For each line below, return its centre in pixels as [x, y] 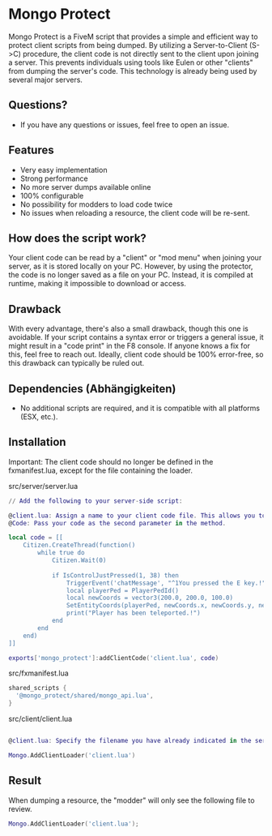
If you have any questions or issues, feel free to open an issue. [124, 124]
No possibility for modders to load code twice [96, 204]
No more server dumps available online [85, 186]
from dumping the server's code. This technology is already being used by [133, 71]
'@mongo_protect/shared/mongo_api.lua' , [85, 696]
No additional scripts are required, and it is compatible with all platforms [140, 408]
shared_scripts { [38, 688]
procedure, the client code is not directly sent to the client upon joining [141, 54]
